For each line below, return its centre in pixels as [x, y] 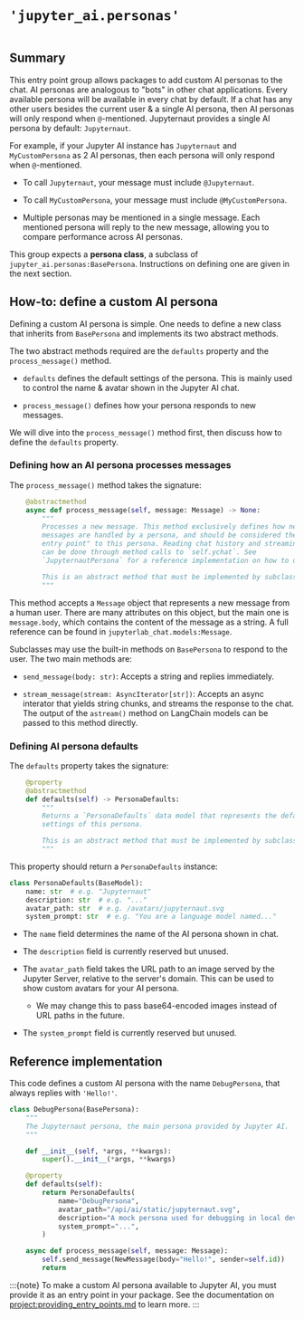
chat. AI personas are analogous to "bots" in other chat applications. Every [148, 90]
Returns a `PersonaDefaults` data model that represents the [160, 816]
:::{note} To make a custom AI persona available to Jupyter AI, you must [143, 1285]
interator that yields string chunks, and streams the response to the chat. [158, 703]
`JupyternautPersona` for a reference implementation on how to [166, 560]
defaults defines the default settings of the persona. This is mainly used [157, 378]
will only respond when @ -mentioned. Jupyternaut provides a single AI [140, 118]
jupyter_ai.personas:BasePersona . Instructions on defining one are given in [150, 263]
